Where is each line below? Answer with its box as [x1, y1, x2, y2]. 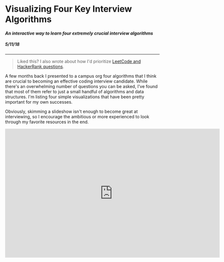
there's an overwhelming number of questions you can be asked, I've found [5, 83, 158, 89]
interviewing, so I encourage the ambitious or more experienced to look [5, 113, 149, 119]
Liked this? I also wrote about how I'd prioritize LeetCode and [17, 58, 141, 64]
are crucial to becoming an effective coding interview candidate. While [5, 78, 148, 84]
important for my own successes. [5, 99, 73, 105]
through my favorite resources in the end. [5, 119, 89, 125]
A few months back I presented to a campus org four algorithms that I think [5, 73, 157, 79]
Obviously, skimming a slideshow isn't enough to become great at [5, 109, 138, 114]
